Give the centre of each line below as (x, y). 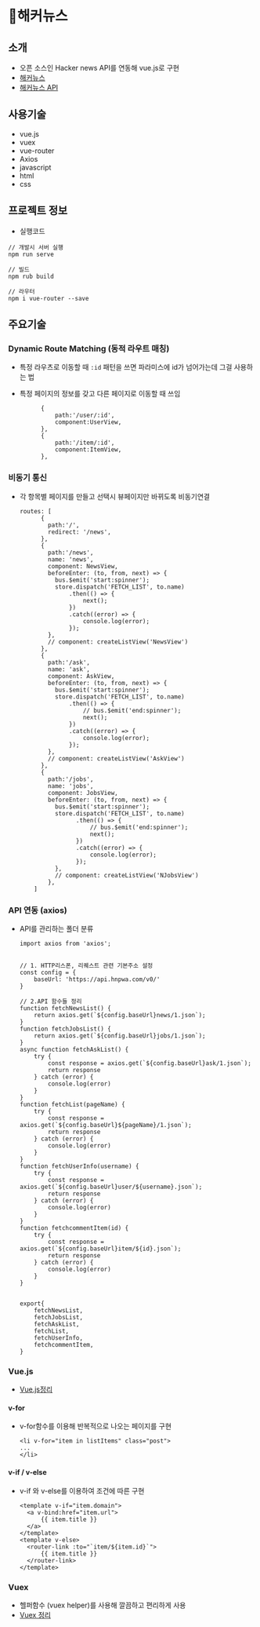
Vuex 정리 (35, 1614)
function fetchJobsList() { (65, 1029)
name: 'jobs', (71, 786)
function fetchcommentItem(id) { (74, 1228)
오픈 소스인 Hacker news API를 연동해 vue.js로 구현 (99, 68)
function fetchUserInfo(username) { (79, 1166)
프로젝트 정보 (38, 211)
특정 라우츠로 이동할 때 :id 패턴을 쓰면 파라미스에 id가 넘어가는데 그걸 (126, 367)
